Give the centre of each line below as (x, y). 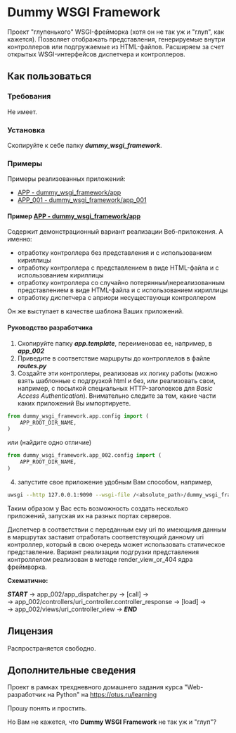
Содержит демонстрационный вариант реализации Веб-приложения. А (115, 232)
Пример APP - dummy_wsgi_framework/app (74, 216)
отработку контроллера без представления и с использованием (114, 253)
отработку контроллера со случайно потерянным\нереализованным (121, 283)
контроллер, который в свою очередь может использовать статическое (116, 544)
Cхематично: (28, 580)
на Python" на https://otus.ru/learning (102, 695)
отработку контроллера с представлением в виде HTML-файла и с (118, 268)
